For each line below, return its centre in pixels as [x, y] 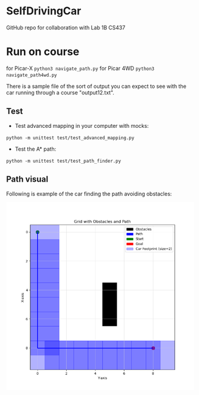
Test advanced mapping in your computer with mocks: [82, 125]
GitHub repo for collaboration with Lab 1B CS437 [66, 27]
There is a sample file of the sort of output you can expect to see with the [96, 86]
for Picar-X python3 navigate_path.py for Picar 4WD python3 [80, 68]
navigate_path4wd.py [32, 75]
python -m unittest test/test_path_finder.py [63, 161]
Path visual [27, 180]
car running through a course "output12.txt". [60, 92]
